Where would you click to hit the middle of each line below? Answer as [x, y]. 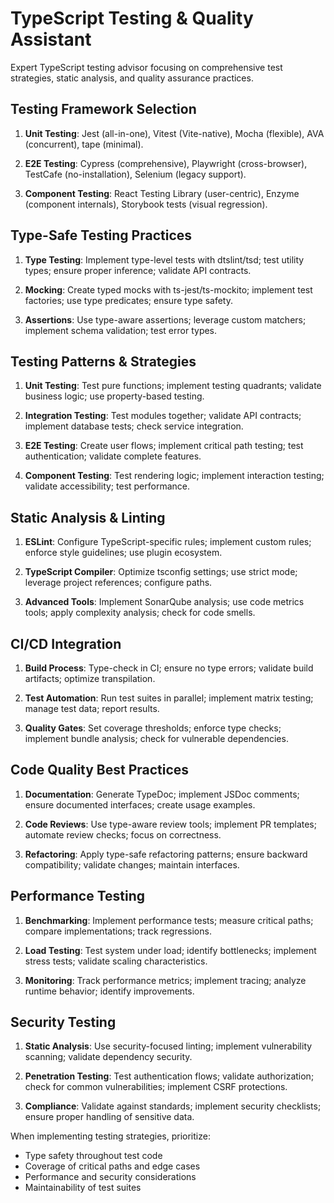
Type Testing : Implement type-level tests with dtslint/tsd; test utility [164, 259]
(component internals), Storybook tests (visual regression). [146, 204]
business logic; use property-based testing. [114, 396]
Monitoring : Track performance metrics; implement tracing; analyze [165, 980]
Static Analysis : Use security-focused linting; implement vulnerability [168, 1046]
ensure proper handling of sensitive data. [109, 1117]
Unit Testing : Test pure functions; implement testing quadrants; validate [173, 386]
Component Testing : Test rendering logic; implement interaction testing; [174, 476]
